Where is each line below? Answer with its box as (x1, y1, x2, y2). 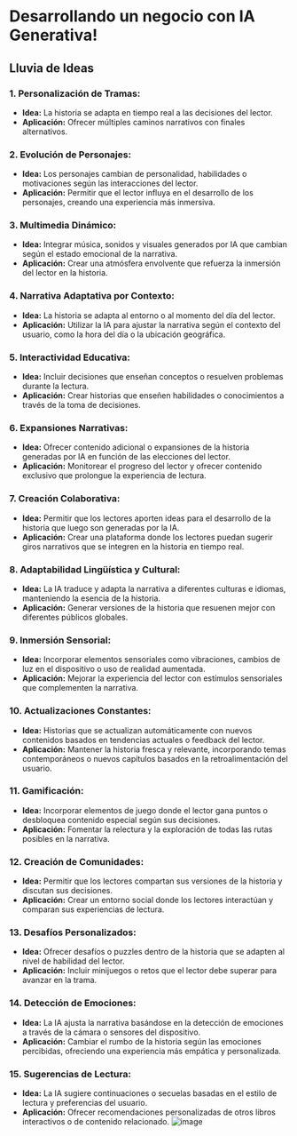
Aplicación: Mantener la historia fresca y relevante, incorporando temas (21, 744, 286, 755)
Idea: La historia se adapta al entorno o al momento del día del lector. (21, 309, 276, 321)
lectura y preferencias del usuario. (21, 1098, 148, 1108)
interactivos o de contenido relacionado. (21, 1116, 170, 1127)
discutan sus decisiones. (21, 885, 113, 896)
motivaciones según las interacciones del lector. (21, 178, 199, 188)
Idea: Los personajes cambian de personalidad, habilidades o (21, 169, 247, 180)
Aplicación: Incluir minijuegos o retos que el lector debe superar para (21, 965, 277, 976)
